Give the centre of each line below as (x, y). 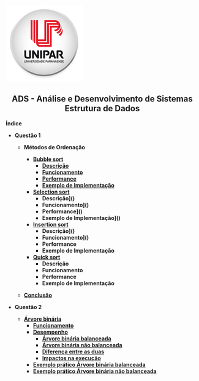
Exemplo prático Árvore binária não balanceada (95, 371)
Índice (14, 123)
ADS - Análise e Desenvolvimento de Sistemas (102, 99)
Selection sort (51, 192)
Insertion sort (51, 224)
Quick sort (47, 257)
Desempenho (50, 332)
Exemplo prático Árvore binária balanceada (89, 364)
